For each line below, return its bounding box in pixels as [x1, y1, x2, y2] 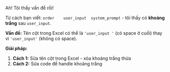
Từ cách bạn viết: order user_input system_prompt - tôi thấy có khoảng [5, 15, 165, 20]
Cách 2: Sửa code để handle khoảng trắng [12, 61, 103, 66]
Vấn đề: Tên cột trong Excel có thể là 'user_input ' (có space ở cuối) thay [5, 30, 162, 36]
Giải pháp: [5, 45, 28, 51]
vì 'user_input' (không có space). [5, 36, 78, 41]
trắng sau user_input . [5, 20, 52, 26]
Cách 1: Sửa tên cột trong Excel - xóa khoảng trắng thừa [12, 55, 131, 61]
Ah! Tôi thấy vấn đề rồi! [5, 5, 54, 11]
